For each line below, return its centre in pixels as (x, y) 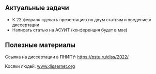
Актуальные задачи (37, 8)
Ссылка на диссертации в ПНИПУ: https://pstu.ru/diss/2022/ (67, 57)
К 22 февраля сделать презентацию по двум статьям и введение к (82, 19)
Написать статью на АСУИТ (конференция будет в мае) (70, 30)
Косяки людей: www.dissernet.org (40, 66)
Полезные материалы (40, 45)
